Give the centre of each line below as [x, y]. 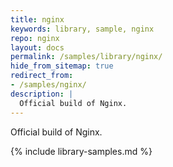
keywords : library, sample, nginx [82, 29]
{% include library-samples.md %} [81, 151]
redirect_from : [42, 76]
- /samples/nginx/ [48, 85]
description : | [42, 94]
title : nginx [37, 19]
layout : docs [37, 47]
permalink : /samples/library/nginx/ [86, 57]
